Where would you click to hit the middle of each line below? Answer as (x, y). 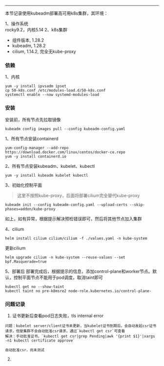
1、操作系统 (17, 23)
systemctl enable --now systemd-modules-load (52, 95)
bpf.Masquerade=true (26, 262)
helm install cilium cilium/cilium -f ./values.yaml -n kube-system (76, 238)
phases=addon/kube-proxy (30, 209)
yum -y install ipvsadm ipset (36, 86)
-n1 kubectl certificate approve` (40, 341)
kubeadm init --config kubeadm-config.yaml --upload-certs (66, 205)
